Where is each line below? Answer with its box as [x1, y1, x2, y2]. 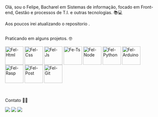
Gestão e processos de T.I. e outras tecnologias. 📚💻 [15, 10, 123, 15]
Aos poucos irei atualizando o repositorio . [5, 21, 90, 26]
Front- [140, 4, 154, 10]
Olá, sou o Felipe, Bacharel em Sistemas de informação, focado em [5, 4, 140, 10]
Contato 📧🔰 [5, 97, 28, 103]
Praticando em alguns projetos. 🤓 [5, 36, 73, 41]
